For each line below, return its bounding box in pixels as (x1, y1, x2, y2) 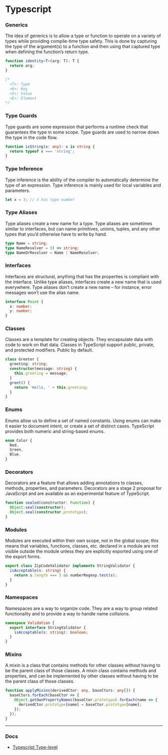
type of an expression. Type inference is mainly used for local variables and (5, 182, 161, 188)
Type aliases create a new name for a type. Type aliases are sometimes (5, 220, 152, 227)
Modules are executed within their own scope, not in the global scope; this (5, 537, 159, 544)
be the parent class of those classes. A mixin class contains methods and (5, 668, 156, 674)
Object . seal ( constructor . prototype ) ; (9, 510, 88, 515)
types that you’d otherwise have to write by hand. (5, 231, 107, 237)
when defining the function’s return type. (5, 49, 89, 55)
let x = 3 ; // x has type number (5, 197, 75, 202)
